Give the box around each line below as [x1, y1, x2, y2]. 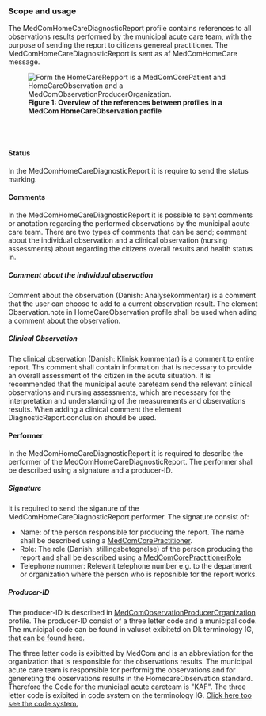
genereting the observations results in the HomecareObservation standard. [8, 673, 253, 683]
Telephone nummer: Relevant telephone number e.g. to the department [19, 561, 252, 570]
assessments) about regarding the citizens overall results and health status [8, 243, 253, 253]
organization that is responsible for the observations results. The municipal [8, 657, 253, 666]
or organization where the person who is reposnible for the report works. [19, 569, 257, 579]
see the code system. [8, 699, 79, 708]
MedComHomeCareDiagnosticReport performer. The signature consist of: [8, 511, 249, 521]
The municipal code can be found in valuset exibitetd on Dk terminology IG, [8, 624, 254, 634]
